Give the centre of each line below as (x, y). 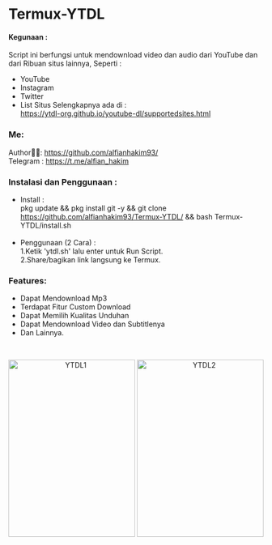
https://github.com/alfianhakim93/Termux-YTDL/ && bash (116, 216)
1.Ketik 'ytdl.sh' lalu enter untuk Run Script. (91, 251)
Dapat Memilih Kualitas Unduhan (74, 316)
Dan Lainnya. (42, 333)
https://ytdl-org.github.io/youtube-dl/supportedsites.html (115, 113)
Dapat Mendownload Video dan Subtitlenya (93, 324)
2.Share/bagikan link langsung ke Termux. (90, 259)
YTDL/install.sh (45, 225)
